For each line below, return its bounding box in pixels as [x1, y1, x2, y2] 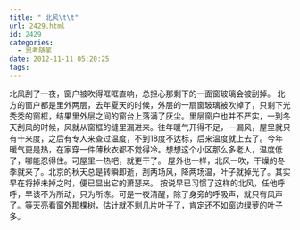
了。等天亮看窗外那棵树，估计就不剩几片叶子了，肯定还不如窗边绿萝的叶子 [9, 200, 283, 210]
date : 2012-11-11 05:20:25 [9, 54, 110, 63]
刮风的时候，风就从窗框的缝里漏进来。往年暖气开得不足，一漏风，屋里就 [16, 121, 283, 132]
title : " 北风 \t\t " [9, 12, 79, 22]
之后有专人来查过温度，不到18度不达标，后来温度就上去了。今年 [47, 133, 284, 144]
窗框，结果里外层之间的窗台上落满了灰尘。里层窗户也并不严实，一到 [32, 111, 283, 121]
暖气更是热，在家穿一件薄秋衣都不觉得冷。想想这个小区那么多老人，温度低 [9, 144, 283, 154]
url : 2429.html [9, 21, 66, 30]
